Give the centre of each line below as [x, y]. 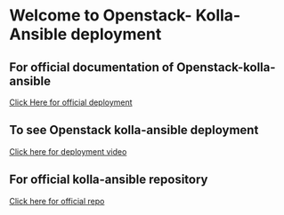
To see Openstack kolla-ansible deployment [134, 130]
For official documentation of [92, 67]
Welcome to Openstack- [101, 16]
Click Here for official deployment [71, 102]
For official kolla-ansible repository [109, 180]
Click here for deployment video [68, 151]
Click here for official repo [57, 201]
